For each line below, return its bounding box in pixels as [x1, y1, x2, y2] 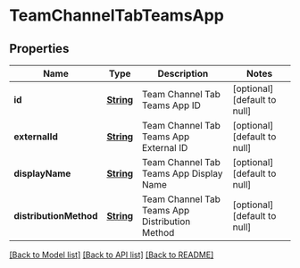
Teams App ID [141, 99, 201, 112]
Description [157, 68, 209, 80]
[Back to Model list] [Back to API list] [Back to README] [9, 249, 214, 260]
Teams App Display [141, 167, 223, 180]
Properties [9, 41, 70, 56]
